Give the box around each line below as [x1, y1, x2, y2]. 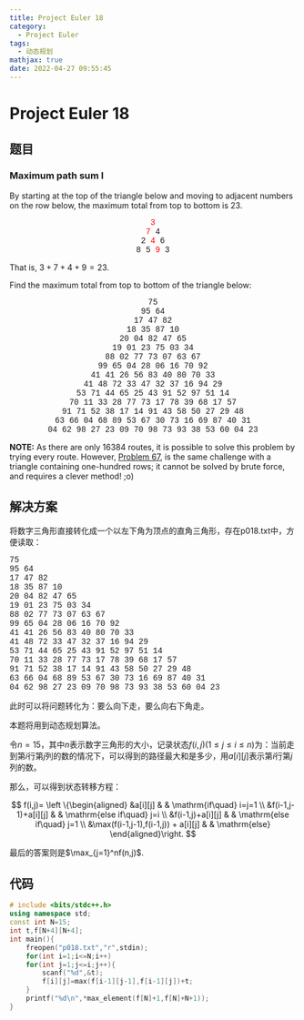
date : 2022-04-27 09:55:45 [9, 65, 112, 74]
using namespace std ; [9, 909, 92, 919]
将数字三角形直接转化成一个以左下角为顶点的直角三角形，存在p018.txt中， [9, 525, 287, 536]
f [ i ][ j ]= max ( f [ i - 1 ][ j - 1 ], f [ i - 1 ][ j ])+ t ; [42, 977, 194, 986]
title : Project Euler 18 [9, 13, 104, 23]
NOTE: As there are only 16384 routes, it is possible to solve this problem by [9, 441, 296, 452]
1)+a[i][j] [16, 809, 49, 820]
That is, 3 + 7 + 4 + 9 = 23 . [9, 261, 110, 273]
